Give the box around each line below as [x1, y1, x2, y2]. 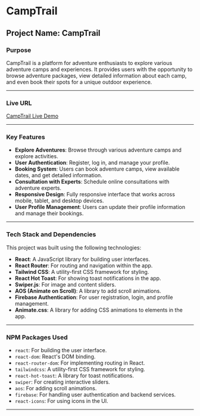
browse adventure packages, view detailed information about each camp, [6, 72, 187, 79]
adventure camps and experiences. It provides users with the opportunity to [6, 66, 193, 73]
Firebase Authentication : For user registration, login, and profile [14, 294, 173, 301]
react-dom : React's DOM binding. [14, 353, 96, 360]
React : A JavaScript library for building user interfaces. [14, 255, 151, 263]
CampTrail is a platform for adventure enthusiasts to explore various [6, 59, 173, 66]
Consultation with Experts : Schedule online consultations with [14, 178, 170, 186]
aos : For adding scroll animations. [14, 385, 97, 392]
